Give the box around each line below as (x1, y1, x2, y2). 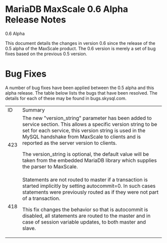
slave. (22, 225, 36, 232)
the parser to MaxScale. (22, 163, 78, 170)
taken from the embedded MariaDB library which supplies (22, 157, 157, 164)
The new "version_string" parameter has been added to (22, 115, 152, 121)
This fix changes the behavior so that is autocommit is (22, 206, 148, 213)
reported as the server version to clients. (22, 139, 117, 146)
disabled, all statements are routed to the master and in (22, 212, 151, 219)
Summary (22, 106, 45, 113)
